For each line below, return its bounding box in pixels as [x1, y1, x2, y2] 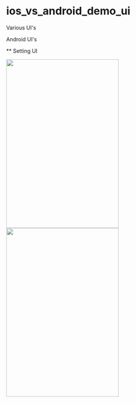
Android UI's [6, 35, 37, 43]
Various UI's [6, 24, 37, 31]
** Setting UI [6, 47, 38, 55]
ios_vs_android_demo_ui [6, 4, 131, 18]
